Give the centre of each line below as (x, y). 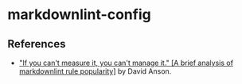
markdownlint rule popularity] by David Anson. (95, 71)
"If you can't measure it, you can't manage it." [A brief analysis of (126, 63)
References (37, 44)
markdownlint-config (80, 15)
